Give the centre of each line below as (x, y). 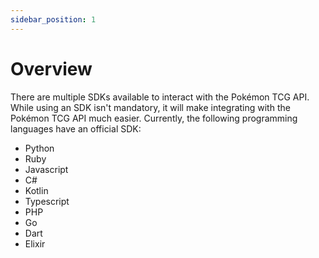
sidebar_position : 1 (53, 19)
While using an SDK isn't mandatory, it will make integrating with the (150, 107)
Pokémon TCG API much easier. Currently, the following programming (154, 118)
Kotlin (36, 190)
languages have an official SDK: (76, 128)
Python (39, 148)
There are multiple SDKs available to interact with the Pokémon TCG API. (160, 97)
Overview (51, 68)
